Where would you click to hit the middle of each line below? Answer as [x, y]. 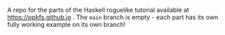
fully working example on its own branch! [66, 24]
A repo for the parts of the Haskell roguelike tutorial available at [99, 10]
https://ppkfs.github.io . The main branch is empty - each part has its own [113, 17]
